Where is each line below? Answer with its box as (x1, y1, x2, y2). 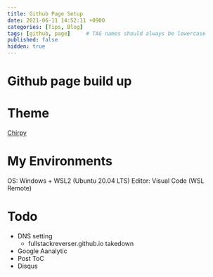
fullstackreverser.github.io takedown (27, 240, 134, 247)
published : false (7, 37, 58, 44)
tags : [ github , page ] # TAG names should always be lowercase (7, 30, 206, 37)
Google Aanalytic (17, 247, 68, 255)
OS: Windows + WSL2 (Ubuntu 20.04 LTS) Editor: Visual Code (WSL (7, 176, 205, 185)
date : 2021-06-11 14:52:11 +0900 (7, 17, 105, 24)
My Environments (7, 153, 112, 169)
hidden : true (7, 43, 46, 50)
